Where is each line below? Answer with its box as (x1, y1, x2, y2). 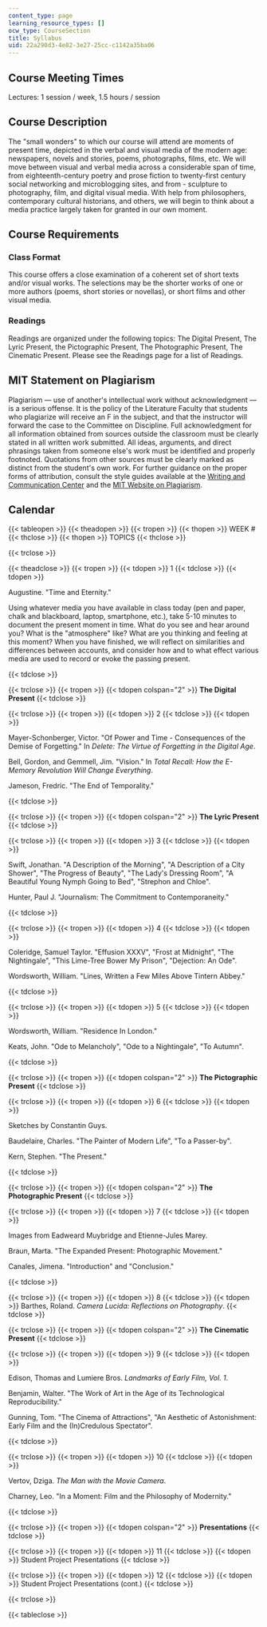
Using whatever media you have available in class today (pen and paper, (8, 603, 245, 612)
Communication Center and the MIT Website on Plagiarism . (8, 480, 203, 489)
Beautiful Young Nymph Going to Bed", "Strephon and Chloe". (8, 877, 211, 887)
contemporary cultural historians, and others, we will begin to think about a (8, 196, 255, 205)
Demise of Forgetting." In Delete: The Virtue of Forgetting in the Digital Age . (8, 741, 256, 752)
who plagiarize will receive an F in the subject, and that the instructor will (8, 412, 248, 421)
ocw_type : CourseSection (8, 26, 91, 34)
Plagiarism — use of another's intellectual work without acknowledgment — (8, 395, 257, 405)
